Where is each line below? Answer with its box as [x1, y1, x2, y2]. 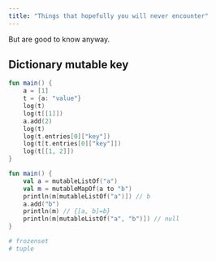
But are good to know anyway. [8, 34, 110, 44]
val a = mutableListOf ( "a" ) [23, 176, 118, 185]
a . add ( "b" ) [23, 200, 60, 208]
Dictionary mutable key [8, 58, 129, 72]
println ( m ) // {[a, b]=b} [23, 207, 111, 215]
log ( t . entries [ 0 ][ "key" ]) [23, 132, 111, 141]
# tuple [8, 245, 35, 253]
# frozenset [8, 237, 49, 246]
